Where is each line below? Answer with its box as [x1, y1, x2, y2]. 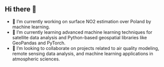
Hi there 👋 [5, 5, 37, 14]
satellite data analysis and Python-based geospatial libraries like [12, 34, 147, 40]
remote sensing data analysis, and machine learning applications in [12, 50, 153, 56]
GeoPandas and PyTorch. [12, 40, 66, 46]
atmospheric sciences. [12, 56, 60, 62]
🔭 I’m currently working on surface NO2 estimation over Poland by [12, 18, 151, 24]
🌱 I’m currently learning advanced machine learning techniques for [12, 29, 152, 35]
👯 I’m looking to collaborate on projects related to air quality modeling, [12, 45, 159, 51]
